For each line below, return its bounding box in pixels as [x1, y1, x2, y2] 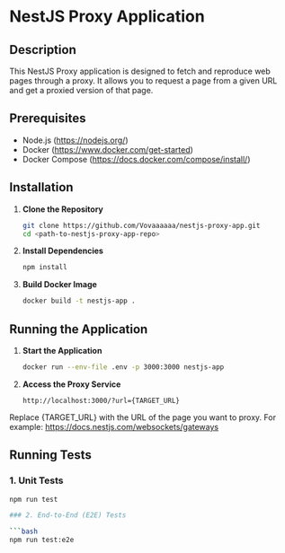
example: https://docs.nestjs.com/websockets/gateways [9, 421, 218, 432]
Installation [9, 180, 74, 195]
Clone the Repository [22, 204, 103, 215]
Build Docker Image [22, 279, 97, 290]
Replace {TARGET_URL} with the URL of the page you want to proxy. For [9, 411, 277, 423]
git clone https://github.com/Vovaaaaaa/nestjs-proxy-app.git [22, 221, 261, 230]
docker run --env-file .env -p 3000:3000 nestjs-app [22, 362, 225, 372]
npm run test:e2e [9, 536, 75, 545]
